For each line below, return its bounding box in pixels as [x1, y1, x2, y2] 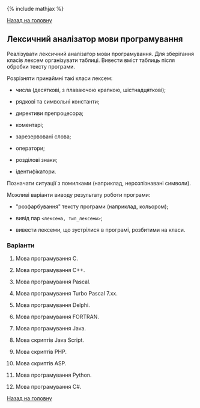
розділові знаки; [15, 156, 58, 163]
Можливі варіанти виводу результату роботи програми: [7, 191, 151, 198]
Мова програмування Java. [15, 325, 86, 332]
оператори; [15, 144, 45, 152]
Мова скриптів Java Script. [15, 336, 85, 344]
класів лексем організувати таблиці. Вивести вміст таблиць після [7, 57, 175, 64]
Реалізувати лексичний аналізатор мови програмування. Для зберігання [7, 50, 195, 57]
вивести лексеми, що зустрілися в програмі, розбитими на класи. [15, 226, 186, 233]
